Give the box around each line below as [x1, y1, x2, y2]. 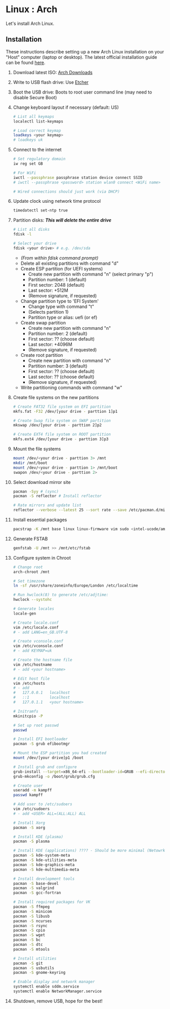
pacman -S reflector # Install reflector [13, 494, 102, 499]
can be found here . [6, 59, 46, 66]
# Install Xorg [13, 820, 46, 825]
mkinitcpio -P [13, 713, 43, 719]
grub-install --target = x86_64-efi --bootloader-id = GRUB [13, 769, 134, 774]
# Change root [13, 564, 43, 570]
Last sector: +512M [28, 287, 69, 293]
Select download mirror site [13, 479, 71, 485]
